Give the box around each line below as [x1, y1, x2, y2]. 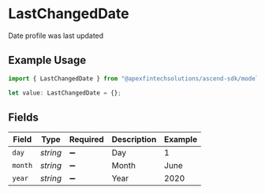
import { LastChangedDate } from [8, 74, 118, 83]
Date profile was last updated [8, 31, 104, 40]
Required [69, 134, 104, 145]
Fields [8, 110, 39, 124]
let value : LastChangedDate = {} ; [8, 88, 122, 97]
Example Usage [8, 54, 87, 67]
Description [111, 134, 157, 145]
